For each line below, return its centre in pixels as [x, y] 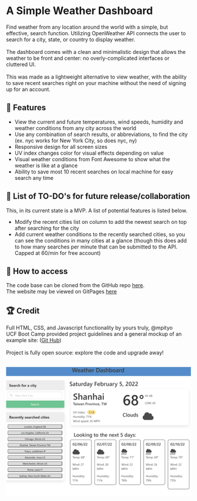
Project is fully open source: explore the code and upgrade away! [85, 353]
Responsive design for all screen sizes [61, 146]
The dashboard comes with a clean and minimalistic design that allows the [96, 52]
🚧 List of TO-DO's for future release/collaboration [98, 197]
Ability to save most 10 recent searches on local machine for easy [94, 172]
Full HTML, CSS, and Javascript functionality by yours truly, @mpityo [89, 328]
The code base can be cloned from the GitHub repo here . [75, 285]
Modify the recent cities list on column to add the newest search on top [101, 221]
